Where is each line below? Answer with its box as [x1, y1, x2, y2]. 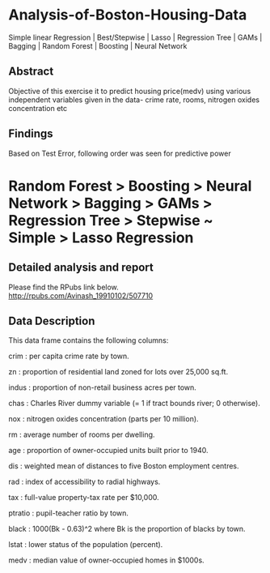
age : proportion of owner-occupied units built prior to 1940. [8, 446, 209, 455]
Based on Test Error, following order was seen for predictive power [8, 148, 232, 158]
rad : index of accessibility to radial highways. [8, 477, 161, 487]
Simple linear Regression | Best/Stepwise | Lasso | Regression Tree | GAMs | [8, 32, 263, 42]
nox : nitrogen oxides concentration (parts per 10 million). [8, 414, 200, 424]
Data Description [8, 314, 95, 327]
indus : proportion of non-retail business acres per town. [8, 383, 196, 392]
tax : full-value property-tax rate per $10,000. [8, 493, 159, 502]
